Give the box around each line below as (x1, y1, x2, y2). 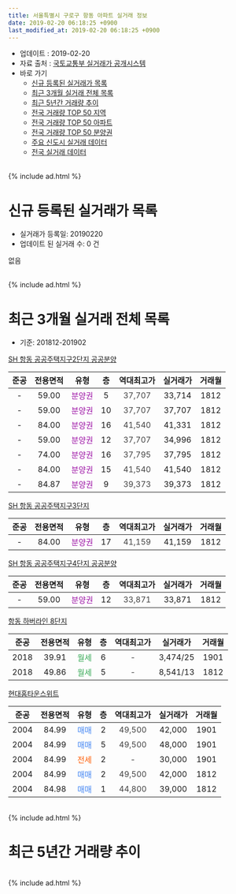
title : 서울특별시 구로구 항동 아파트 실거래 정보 (8, 11, 148, 20)
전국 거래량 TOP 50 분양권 (31, 128, 112, 137)
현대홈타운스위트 (8, 689, 60, 698)
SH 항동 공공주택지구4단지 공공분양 (8, 559, 117, 568)
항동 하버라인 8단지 (8, 616, 68, 626)
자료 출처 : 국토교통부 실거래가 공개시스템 (19, 58, 146, 68)
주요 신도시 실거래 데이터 (31, 137, 108, 147)
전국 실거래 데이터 (31, 148, 87, 157)
